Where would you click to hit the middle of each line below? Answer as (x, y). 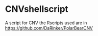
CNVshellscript (37, 9)
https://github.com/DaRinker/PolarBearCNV (49, 28)
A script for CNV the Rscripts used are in (46, 23)
